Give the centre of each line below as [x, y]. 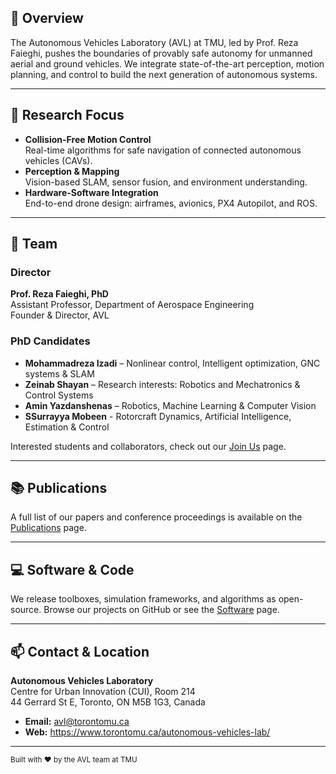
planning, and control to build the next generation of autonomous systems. [164, 74]
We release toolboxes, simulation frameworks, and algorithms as [143, 599]
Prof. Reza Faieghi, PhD [59, 294]
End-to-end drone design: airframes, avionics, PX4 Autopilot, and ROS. [171, 203]
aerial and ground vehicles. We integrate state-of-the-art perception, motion [167, 63]
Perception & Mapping [72, 171]
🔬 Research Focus [67, 115]
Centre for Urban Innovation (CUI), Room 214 [103, 692]
